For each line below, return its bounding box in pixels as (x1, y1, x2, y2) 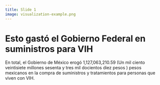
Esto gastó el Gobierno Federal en (5, 33, 146, 44)
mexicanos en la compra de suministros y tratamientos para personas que (5, 70, 156, 76)
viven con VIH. (5, 75, 35, 81)
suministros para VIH (5, 43, 94, 55)
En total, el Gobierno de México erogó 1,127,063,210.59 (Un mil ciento (5, 59, 145, 65)
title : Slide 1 (5, 7, 36, 12)
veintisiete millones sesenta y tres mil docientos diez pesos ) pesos (5, 65, 142, 71)
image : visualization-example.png (5, 12, 76, 17)
